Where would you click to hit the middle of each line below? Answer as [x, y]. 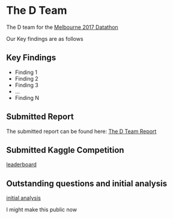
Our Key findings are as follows [45, 39]
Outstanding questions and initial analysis [86, 183]
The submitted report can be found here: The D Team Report [81, 131]
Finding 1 [26, 72]
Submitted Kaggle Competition [65, 150]
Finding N [27, 97]
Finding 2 [27, 78]
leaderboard [22, 165]
